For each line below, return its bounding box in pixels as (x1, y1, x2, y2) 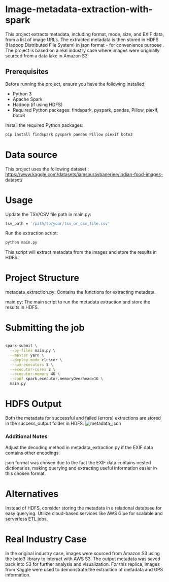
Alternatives (5, 488, 59, 500)
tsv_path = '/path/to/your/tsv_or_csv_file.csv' (5, 221, 110, 226)
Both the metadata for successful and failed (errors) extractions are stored (5, 415, 161, 421)
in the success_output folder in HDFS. (5, 420, 85, 426)
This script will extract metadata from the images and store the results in (5, 249, 157, 255)
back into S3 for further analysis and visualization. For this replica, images (5, 561, 160, 567)
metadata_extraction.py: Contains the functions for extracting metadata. (5, 289, 156, 295)
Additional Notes (5, 433, 48, 440)
